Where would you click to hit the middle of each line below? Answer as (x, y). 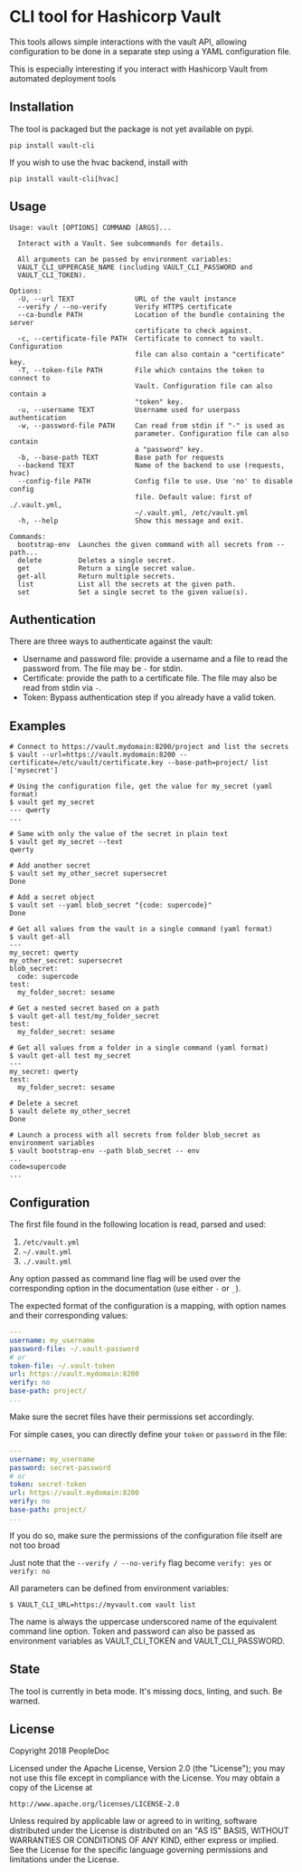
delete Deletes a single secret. (97, 560)
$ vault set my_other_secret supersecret (89, 874)
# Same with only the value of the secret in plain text (119, 834)
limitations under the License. (64, 1859)
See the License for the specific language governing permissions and (139, 1850)
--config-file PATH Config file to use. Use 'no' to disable (156, 481)
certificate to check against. (193, 331)
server (22, 322)
